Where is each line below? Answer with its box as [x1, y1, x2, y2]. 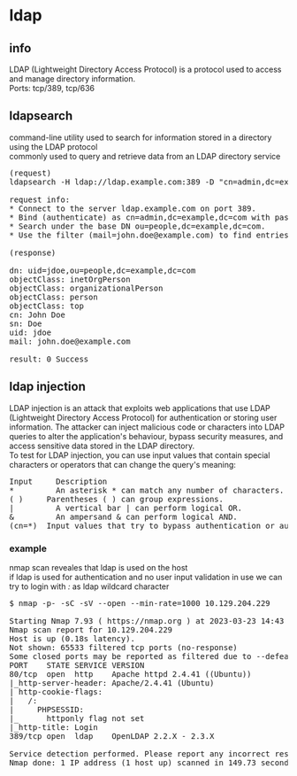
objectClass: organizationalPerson [9, 283, 164, 293]
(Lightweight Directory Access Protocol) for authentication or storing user [9, 412, 278, 423]
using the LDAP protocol [9, 141, 98, 151]
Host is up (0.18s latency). [9, 633, 135, 643]
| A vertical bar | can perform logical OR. [9, 502, 243, 513]
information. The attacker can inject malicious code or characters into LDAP [9, 422, 286, 432]
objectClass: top [9, 300, 84, 311]
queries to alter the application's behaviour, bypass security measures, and [9, 431, 284, 441]
